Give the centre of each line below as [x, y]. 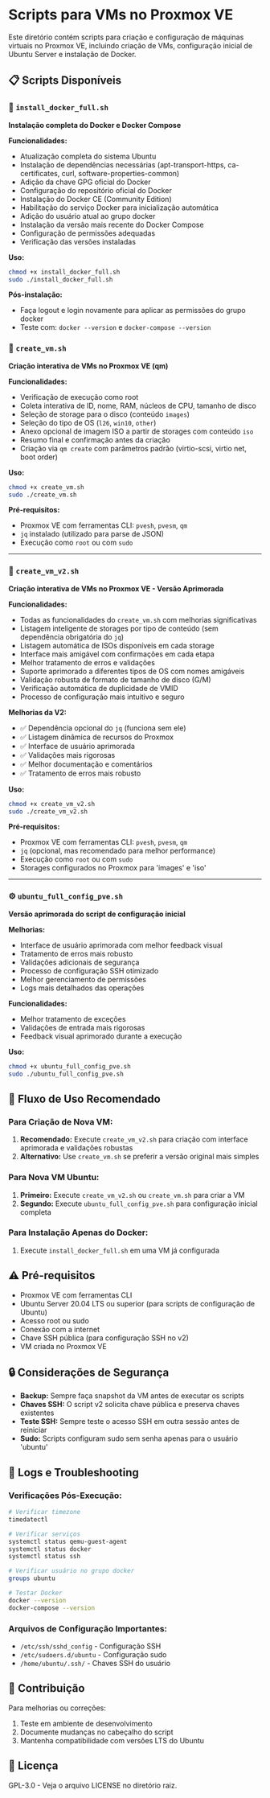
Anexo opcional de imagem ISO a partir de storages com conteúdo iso [137, 431]
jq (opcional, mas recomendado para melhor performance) [118, 851]
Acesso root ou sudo [55, 1320]
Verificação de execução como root [79, 397]
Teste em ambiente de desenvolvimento [86, 1723]
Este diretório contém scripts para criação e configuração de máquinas [126, 37]
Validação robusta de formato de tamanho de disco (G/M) [115, 679]
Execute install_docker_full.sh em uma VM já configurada [119, 1250]
